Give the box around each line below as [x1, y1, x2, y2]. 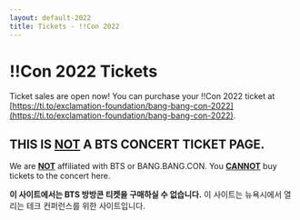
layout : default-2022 [9, 13, 92, 23]
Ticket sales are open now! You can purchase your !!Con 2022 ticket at [9, 91, 275, 102]
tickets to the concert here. [9, 170, 111, 182]
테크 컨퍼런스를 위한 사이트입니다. [25, 201, 145, 212]
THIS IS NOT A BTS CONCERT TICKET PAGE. [9, 136, 265, 152]
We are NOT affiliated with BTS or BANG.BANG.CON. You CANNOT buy [9, 161, 277, 172]
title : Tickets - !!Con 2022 [9, 22, 120, 31]
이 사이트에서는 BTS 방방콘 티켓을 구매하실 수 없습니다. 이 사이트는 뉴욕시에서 [9, 189, 282, 200]
